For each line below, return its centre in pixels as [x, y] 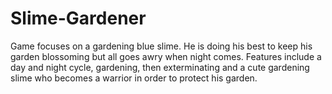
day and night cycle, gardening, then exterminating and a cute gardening [160, 67]
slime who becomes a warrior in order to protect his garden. [134, 78]
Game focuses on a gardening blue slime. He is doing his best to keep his [161, 46]
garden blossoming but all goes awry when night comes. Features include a [166, 56]
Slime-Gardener [78, 18]
